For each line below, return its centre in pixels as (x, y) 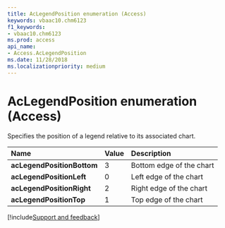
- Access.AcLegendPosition (47, 54)
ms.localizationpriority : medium (56, 66)
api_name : (22, 47)
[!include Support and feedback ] (54, 217)
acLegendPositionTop (48, 200)
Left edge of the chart (167, 176)
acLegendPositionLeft (49, 176)
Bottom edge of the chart (172, 165)
